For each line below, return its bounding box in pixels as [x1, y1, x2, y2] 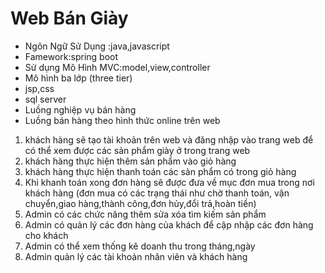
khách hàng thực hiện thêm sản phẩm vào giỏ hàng [24, 155, 237, 167]
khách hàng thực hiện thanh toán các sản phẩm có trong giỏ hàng [24, 165, 297, 177]
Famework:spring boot [24, 50, 119, 62]
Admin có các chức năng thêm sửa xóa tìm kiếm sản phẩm [24, 208, 267, 220]
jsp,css [24, 82, 55, 94]
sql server [24, 93, 67, 105]
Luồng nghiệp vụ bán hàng [24, 103, 137, 116]
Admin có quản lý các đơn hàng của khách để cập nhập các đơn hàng [24, 218, 314, 231]
